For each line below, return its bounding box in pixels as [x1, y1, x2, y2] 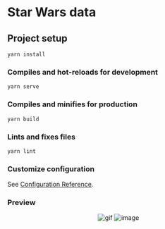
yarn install [7, 51, 46, 58]
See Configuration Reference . [7, 180, 94, 189]
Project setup [7, 32, 68, 44]
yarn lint [7, 147, 37, 155]
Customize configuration [7, 163, 95, 173]
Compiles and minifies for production [7, 99, 137, 109]
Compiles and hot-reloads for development [7, 67, 159, 77]
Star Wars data [7, 4, 97, 20]
